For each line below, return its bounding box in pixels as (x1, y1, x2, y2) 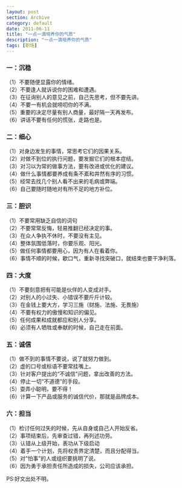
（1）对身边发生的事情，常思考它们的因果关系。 (6, 147, 125, 155)
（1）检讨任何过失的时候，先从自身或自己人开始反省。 (6, 424, 141, 432)
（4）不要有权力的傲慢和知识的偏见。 (6, 309, 100, 316)
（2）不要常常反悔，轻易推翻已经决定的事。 (6, 224, 116, 231)
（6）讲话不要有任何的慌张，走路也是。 (6, 116, 105, 124)
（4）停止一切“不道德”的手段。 (6, 378, 83, 385)
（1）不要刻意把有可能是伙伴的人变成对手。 (6, 286, 115, 294)
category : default (6, 20, 53, 26)
